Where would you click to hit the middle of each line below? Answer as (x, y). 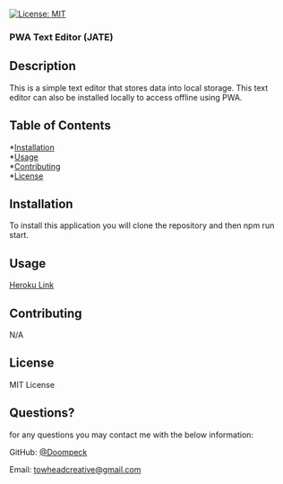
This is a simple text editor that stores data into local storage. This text (139, 88)
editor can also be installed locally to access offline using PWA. (126, 97)
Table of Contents (60, 126)
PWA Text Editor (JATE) (61, 37)
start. (19, 235)
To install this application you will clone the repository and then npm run (142, 225)
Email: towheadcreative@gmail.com (75, 469)
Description (43, 66)
